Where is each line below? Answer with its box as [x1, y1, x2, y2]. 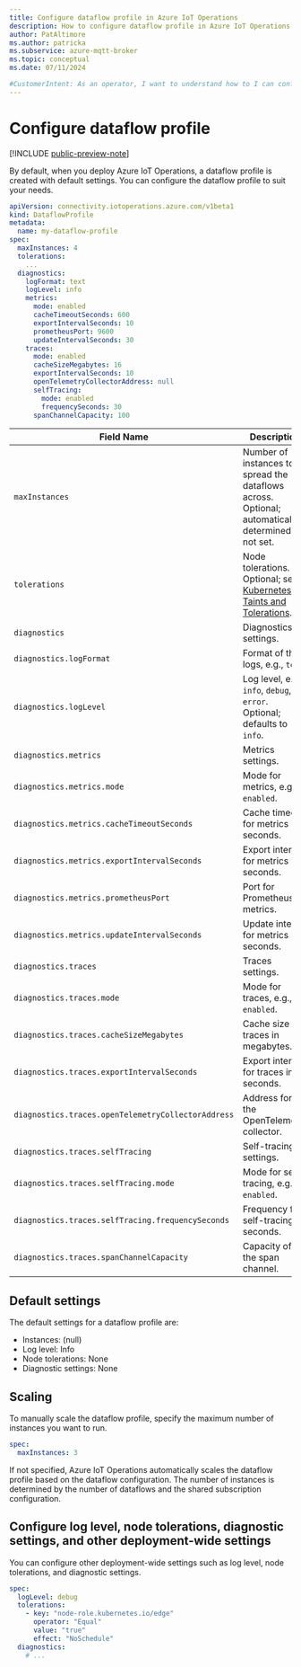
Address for [242, 1092, 293, 1104]
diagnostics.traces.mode [13, 993, 120, 1003]
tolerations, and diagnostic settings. [9, 1566, 142, 1577]
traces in [242, 1029, 279, 1042]
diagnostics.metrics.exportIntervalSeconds [13, 856, 202, 866]
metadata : [9, 218, 47, 227]
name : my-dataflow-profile [17, 226, 118, 236]
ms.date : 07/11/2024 [9, 64, 87, 73]
